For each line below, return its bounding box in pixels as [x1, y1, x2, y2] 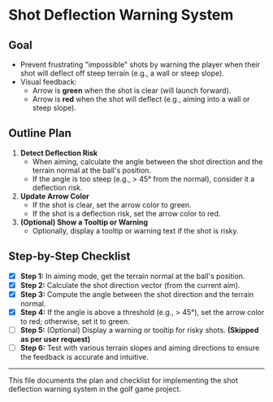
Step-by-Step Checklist [8, 250, 131, 264]
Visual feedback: [19, 77, 77, 86]
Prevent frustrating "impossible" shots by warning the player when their [19, 59, 261, 69]
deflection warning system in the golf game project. [8, 384, 181, 394]
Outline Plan [8, 126, 71, 140]
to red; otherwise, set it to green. [19, 316, 130, 326]
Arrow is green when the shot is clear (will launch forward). [32, 85, 232, 95]
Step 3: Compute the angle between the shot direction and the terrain [19, 289, 254, 299]
